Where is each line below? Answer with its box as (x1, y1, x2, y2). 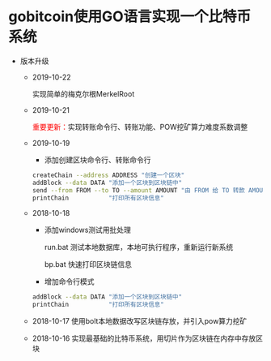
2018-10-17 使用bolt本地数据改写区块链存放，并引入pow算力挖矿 (32, 316, 248, 326)
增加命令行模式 (44, 277, 95, 286)
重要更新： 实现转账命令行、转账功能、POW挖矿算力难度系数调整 (32, 122, 248, 131)
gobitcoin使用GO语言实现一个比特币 (8, 7, 252, 26)
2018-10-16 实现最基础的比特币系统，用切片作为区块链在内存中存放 (32, 333, 256, 343)
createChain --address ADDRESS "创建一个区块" (32, 171, 185, 179)
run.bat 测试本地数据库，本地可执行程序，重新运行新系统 (44, 243, 234, 252)
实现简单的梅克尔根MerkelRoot (32, 88, 135, 98)
